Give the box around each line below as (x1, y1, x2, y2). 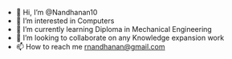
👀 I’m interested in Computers (15, 16, 115, 26)
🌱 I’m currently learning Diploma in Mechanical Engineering (15, 25, 213, 33)
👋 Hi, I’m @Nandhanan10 (15, 8, 98, 17)
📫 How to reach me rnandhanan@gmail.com (15, 42, 166, 51)
